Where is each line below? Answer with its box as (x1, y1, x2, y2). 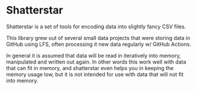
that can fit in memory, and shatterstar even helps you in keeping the (6, 64, 174, 71)
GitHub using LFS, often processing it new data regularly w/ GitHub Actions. (6, 41, 191, 48)
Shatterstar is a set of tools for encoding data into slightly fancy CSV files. (6, 23, 186, 30)
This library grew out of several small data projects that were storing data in (6, 34, 190, 41)
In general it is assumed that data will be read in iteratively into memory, (6, 52, 182, 59)
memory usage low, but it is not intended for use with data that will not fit (6, 71, 184, 78)
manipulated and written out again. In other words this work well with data (6, 58, 186, 65)
